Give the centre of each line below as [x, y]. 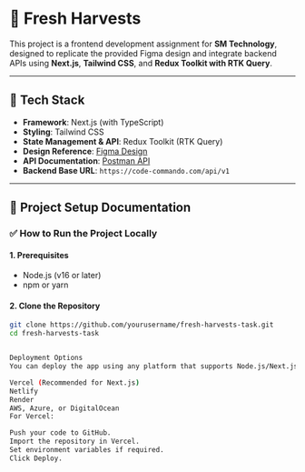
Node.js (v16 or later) [62, 276]
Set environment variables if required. [87, 450]
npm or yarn [45, 285]
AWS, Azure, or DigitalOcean [64, 408]
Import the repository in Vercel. [75, 442]
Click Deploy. [36, 458]
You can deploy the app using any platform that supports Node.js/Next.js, [156, 367]
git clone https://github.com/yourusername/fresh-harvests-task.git [142, 325]
